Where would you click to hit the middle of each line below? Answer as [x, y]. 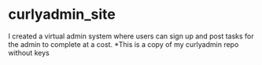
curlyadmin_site [62, 14]
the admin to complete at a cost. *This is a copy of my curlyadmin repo [124, 44]
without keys [29, 52]
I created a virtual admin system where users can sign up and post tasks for [131, 36]
